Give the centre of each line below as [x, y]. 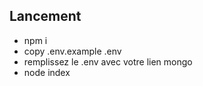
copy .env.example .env [72, 51]
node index [47, 72]
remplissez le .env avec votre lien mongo [108, 61]
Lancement [45, 16]
